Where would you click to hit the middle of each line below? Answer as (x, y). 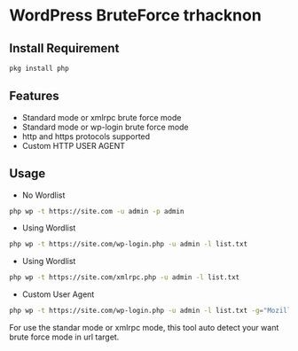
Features (34, 96)
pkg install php (39, 68)
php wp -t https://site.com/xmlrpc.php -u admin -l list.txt (125, 277)
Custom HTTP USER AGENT (74, 145)
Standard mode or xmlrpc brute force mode (102, 117)
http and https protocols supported (86, 136)
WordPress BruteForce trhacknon (135, 16)
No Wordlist (43, 195)
